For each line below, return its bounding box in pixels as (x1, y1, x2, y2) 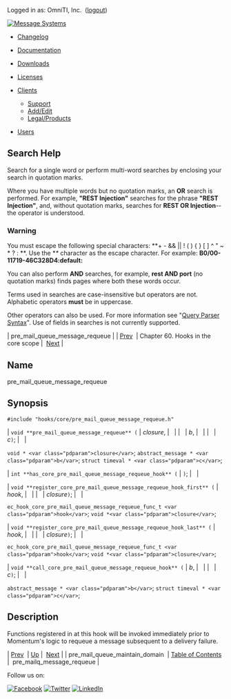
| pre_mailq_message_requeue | (7, 658, 100, 666)
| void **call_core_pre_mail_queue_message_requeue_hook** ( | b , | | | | (7, 563, 217, 571)
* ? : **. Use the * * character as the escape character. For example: (7, 249, 198, 258)
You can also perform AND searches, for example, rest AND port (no (7, 269, 203, 278)
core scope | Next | (7, 339, 64, 347)
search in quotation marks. (7, 173, 83, 182)
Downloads (17, 59, 50, 68)
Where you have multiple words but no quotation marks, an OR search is (7, 186, 213, 195)
